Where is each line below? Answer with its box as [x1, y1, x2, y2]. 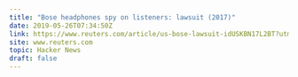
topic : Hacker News [9, 46, 82, 55]
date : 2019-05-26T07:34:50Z [9, 21, 114, 30]
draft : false [9, 54, 58, 63]
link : [9, 29, 29, 38]
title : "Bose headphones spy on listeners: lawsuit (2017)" [9, 12, 237, 22]
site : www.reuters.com [9, 37, 93, 47]
